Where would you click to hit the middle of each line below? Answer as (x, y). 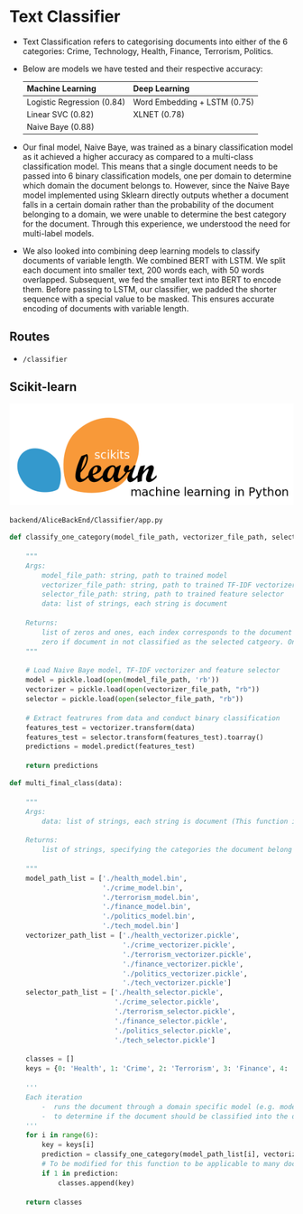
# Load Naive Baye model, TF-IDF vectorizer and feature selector (153, 671)
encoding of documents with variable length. (106, 308)
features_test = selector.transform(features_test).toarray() (145, 737)
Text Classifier (65, 17)
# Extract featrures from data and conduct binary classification (153, 718)
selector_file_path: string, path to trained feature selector (163, 594)
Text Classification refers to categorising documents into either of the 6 (155, 42)
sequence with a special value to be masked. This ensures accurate (148, 299)
